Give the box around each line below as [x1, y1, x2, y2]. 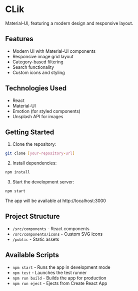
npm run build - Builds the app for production [12, 275, 106, 281]
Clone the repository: [12, 141, 56, 147]
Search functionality [12, 64, 54, 70]
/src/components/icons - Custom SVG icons [12, 231, 103, 237]
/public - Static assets [12, 236, 59, 242]
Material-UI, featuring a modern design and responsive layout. [5, 20, 133, 26]
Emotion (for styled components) [12, 108, 81, 114]
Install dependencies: [12, 160, 57, 166]
